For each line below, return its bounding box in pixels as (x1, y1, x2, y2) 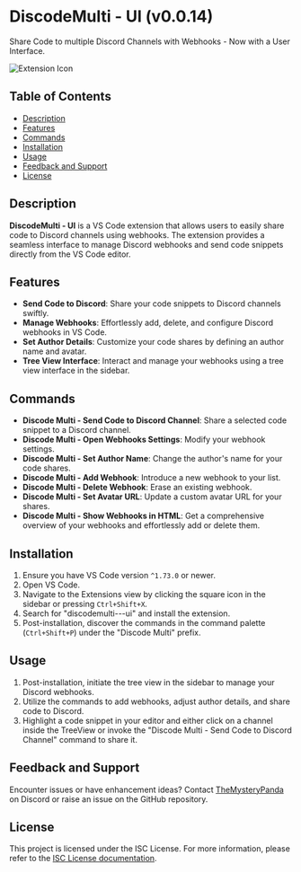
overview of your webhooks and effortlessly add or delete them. (22, 520, 261, 531)
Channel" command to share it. (22, 734, 137, 744)
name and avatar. (22, 346, 87, 357)
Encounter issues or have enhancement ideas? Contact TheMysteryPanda (9, 784, 285, 795)
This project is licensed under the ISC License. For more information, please (9, 843, 290, 854)
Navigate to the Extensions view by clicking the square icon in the (22, 589, 267, 599)
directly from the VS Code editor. (9, 249, 132, 260)
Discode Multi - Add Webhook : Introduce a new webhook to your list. (22, 472, 281, 483)
